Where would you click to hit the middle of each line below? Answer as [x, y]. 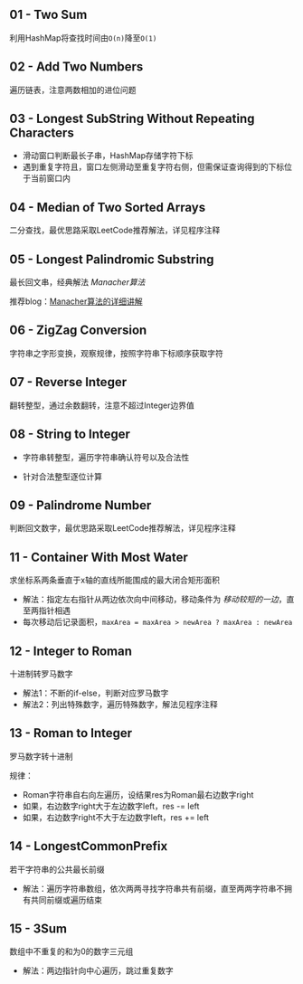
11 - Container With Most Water [99, 557]
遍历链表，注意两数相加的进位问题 [73, 90]
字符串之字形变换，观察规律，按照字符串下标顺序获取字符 [116, 353]
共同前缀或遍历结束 [66, 900]
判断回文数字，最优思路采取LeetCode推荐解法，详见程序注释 [123, 528]
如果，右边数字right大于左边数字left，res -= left [111, 806]
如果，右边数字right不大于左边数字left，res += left [116, 817]
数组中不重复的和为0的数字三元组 [71, 951]
